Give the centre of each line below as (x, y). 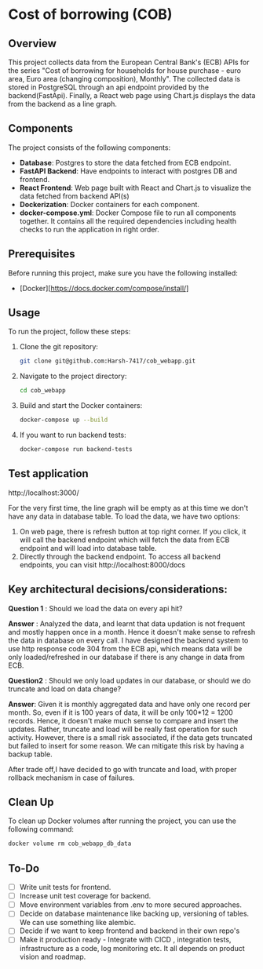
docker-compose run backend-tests (76, 450)
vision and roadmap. (53, 957)
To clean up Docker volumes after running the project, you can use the (122, 821)
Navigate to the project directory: (73, 376)
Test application (48, 474)
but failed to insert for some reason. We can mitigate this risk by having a (126, 745)
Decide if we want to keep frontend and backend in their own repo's (130, 931)
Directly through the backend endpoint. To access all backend (120, 556)
